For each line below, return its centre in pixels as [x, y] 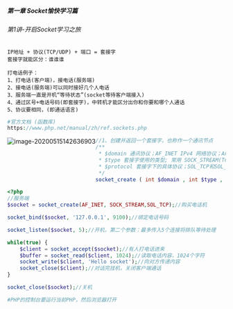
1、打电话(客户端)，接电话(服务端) [51, 80]
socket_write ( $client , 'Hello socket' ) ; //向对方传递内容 [100, 262]
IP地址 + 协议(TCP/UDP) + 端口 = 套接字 [62, 52]
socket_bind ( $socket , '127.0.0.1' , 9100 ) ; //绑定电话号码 [88, 218]
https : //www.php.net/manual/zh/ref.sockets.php [77, 128]
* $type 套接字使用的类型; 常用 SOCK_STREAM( [160, 160]
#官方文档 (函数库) [32, 122]
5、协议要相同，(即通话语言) [43, 110]
